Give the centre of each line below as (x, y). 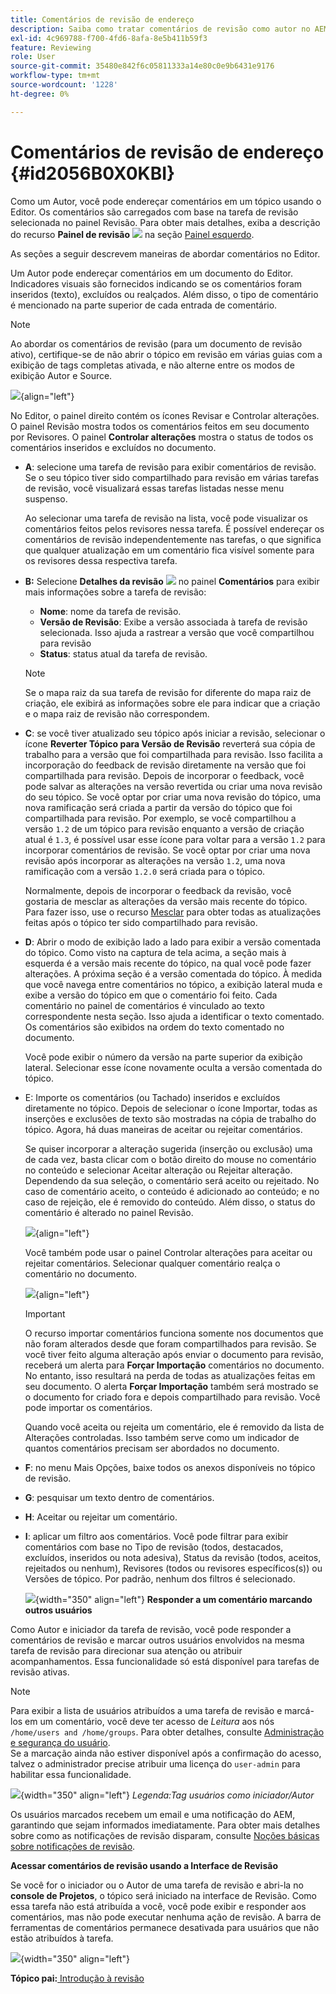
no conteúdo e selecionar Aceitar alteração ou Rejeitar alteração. (158, 1170)
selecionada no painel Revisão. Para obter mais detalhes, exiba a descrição (165, 222)
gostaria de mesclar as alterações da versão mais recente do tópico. (166, 901)
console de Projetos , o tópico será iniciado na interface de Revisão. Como (163, 1895)
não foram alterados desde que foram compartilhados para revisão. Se (170, 1343)
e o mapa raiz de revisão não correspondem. (117, 713)
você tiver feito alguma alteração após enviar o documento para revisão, (174, 1354)
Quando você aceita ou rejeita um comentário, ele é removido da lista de (174, 1427)
